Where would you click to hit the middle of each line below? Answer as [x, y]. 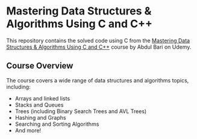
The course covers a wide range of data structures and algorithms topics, [98, 80]
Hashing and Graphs [40, 117]
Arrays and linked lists [42, 98]
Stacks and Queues [39, 105]
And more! [28, 130]
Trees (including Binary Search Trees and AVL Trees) [81, 111]
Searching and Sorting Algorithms [57, 124]
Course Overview [40, 66]
